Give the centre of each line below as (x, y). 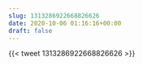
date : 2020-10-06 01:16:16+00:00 (65, 23)
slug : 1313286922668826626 (54, 16)
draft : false (30, 30)
